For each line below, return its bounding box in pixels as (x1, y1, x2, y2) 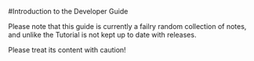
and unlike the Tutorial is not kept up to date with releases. (8, 30, 197, 39)
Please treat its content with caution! (8, 45, 127, 54)
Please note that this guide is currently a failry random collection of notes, (8, 22, 247, 30)
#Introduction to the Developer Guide (8, 7, 129, 16)
